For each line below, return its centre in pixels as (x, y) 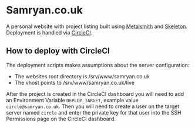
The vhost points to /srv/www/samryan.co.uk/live (75, 82)
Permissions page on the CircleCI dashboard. (61, 119)
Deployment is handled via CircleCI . (49, 32)
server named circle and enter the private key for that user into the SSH (94, 112)
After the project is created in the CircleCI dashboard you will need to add (95, 94)
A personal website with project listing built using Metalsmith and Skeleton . (97, 26)
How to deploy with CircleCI (58, 51)
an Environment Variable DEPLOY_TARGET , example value (73, 100)
